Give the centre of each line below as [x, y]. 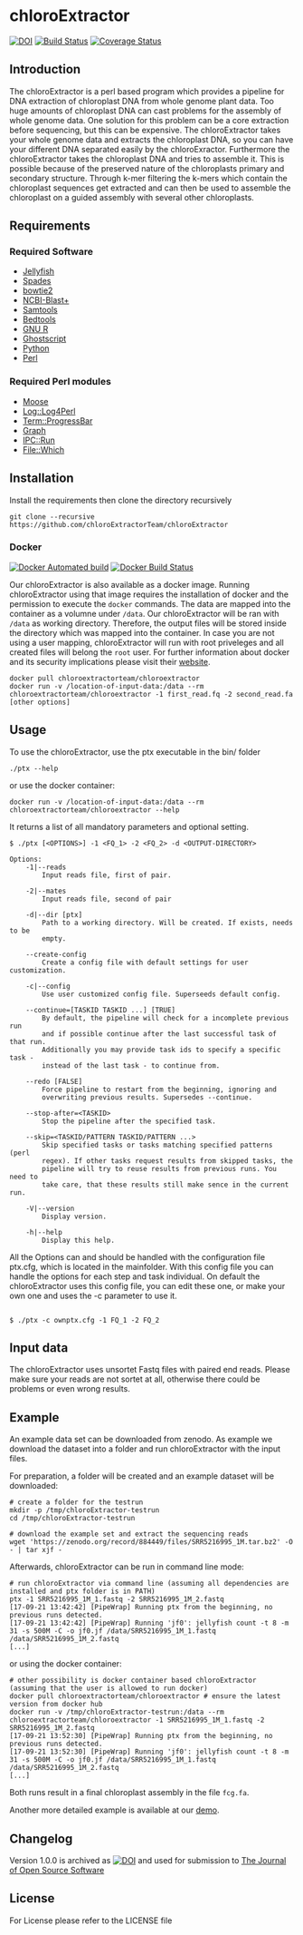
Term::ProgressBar [57, 420]
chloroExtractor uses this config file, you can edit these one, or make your [147, 1285]
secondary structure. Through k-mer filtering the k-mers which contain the [148, 178]
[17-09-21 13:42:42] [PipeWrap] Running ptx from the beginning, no [141, 1608]
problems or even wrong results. [70, 1389]
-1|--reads [46, 867]
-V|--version [50, 1208]
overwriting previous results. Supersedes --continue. [147, 1097]
